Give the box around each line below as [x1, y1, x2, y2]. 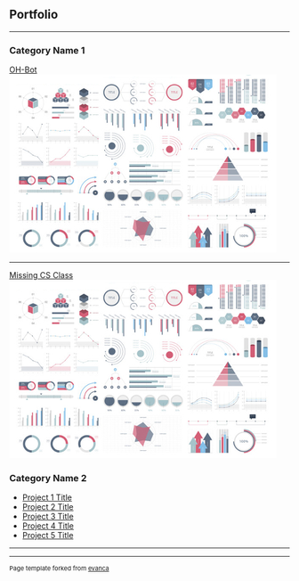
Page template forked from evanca [9, 564, 109, 573]
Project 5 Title [21, 530, 74, 541]
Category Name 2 [9, 472, 87, 485]
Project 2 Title [21, 502, 74, 512]
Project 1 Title [21, 492, 73, 503]
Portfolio [9, 7, 59, 22]
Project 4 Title [21, 520, 74, 531]
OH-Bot [9, 64, 37, 75]
